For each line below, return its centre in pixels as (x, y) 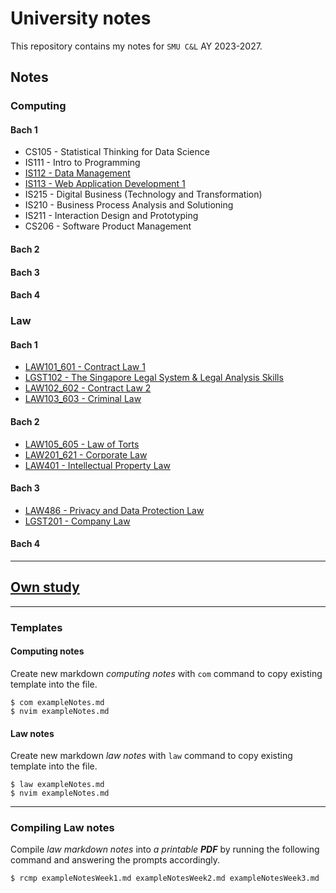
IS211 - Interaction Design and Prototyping (111, 216)
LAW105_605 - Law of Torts (82, 444)
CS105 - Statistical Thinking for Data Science (117, 152)
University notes (81, 18)
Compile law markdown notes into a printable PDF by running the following (165, 849)
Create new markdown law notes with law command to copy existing (151, 756)
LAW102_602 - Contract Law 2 (88, 388)
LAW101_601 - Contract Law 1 (85, 367)
